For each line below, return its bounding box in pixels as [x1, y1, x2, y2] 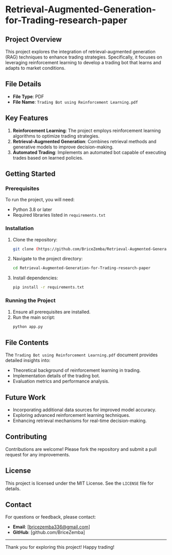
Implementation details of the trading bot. [12, 373, 100, 379]
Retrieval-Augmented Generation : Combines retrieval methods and [12, 138, 157, 144]
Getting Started [5, 169, 56, 178]
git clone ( [12, 246, 38, 252]
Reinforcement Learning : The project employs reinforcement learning [12, 127, 161, 133]
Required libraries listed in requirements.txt [12, 212, 106, 218]
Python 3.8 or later [12, 206, 52, 213]
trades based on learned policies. [12, 155, 83, 161]
